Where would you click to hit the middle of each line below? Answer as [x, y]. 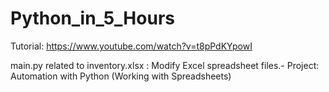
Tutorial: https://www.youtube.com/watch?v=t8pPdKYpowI [131, 46]
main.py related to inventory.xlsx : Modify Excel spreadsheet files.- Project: [165, 65]
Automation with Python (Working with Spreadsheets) [121, 76]
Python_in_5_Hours [92, 18]
